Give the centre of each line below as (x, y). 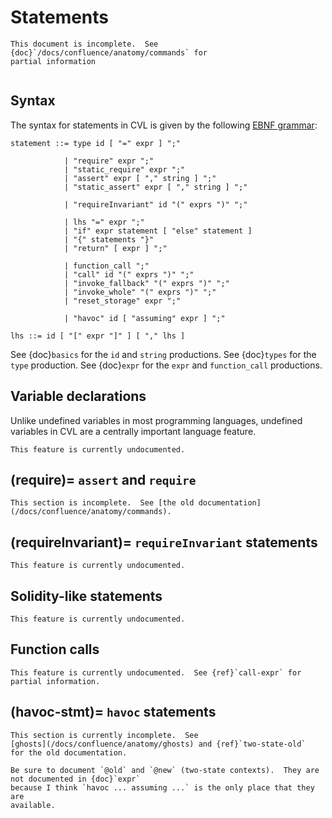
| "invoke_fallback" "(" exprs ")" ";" (146, 283)
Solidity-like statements (86, 596)
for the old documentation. (69, 752)
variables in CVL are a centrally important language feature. (133, 431)
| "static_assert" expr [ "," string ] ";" (155, 187)
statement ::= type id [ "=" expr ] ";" (96, 143)
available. (33, 805)
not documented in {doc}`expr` (75, 779)
